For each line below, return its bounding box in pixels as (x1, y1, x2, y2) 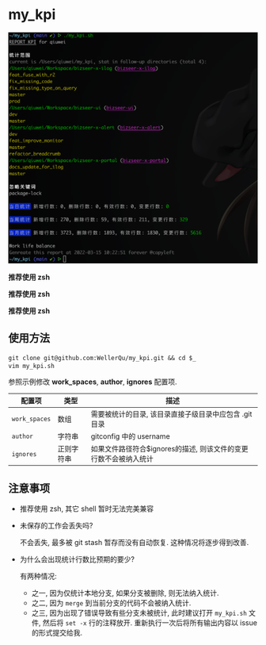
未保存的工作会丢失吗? (19, 521, 93, 531)
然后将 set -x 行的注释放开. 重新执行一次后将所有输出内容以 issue (42, 618, 257, 628)
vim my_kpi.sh (8, 362, 55, 370)
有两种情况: (19, 571, 57, 581)
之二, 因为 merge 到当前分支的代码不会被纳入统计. (31, 598, 192, 608)
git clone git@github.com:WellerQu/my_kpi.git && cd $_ (8, 354, 196, 362)
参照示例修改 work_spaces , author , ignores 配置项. (8, 377, 177, 386)
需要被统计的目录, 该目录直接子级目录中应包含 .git (90, 409, 253, 418)
